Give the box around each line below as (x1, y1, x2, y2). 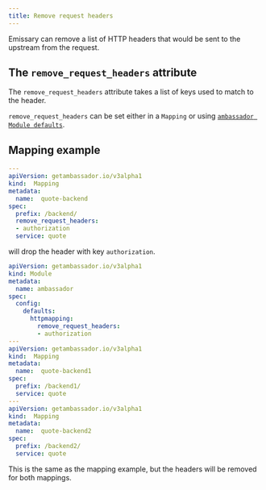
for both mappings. (8, 472, 73, 482)
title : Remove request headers (8, 11, 114, 20)
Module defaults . (8, 120, 65, 130)
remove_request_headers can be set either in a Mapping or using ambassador (8, 111, 254, 121)
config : (15, 300, 42, 308)
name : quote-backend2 (15, 427, 92, 435)
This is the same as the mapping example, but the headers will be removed (8, 464, 257, 474)
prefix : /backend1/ (15, 382, 81, 390)
